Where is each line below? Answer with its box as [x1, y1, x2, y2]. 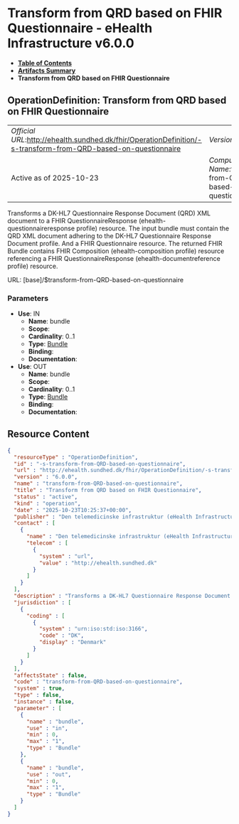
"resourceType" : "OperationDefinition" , [14, 454, 139, 461]
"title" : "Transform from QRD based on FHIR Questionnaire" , [14, 487, 202, 494]
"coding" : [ [26, 612, 65, 619]
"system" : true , [14, 685, 65, 692]
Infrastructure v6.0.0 [7, 36, 134, 51]
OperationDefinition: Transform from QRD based [7, 95, 227, 107]
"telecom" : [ [26, 540, 69, 547]
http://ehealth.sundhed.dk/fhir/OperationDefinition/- [26, 134, 203, 144]
